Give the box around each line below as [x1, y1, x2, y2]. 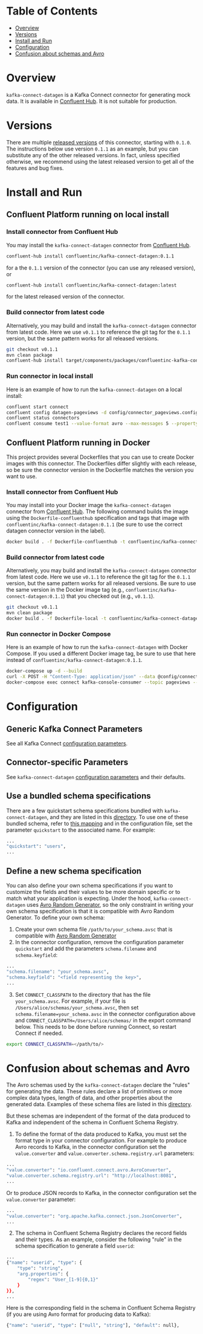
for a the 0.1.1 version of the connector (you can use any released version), [6, 264, 196, 271]
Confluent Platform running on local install [6, 210, 169, 220]
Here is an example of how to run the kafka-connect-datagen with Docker [6, 644, 188, 651]
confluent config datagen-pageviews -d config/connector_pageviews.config [6, 409, 199, 415]
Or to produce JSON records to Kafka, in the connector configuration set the [6, 1189, 197, 1196]
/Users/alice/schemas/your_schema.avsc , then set [14, 1003, 139, 1011]
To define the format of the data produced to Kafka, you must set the [14, 1130, 187, 1138]
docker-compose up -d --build [6, 668, 83, 675]
